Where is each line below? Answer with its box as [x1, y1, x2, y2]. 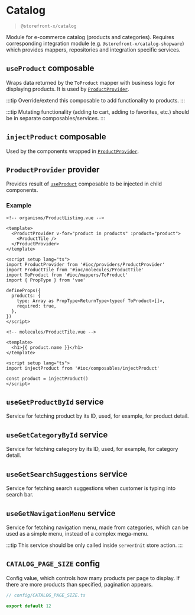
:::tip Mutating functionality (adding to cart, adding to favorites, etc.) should [6, 108, 189, 116]
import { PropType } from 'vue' [6, 277, 86, 283]
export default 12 [6, 603, 51, 609]
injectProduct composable [6, 132, 106, 142]
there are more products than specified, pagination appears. [6, 581, 153, 588]
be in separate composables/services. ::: [6, 114, 105, 121]
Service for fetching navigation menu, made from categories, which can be [6, 524, 189, 531]
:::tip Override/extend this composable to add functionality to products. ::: [6, 97, 185, 104]
